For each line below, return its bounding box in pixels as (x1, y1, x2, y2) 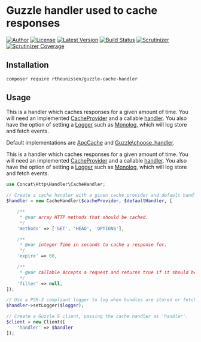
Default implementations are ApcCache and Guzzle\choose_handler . (6, 139, 175, 146)
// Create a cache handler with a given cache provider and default (6, 193, 181, 199)
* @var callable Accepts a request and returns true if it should (19, 269, 189, 275)
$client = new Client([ (6, 319, 66, 325)
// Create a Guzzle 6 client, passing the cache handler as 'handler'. (6, 313, 188, 320)
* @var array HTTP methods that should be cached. (19, 214, 148, 220)
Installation (6, 60, 49, 70)
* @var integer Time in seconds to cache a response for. (19, 242, 167, 248)
